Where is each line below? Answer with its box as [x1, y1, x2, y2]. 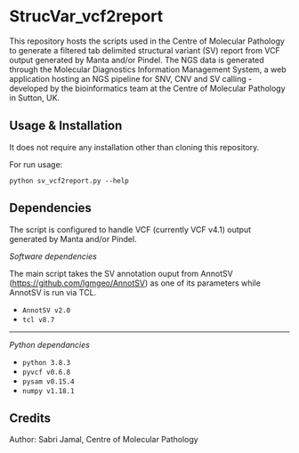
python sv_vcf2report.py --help [9, 176, 129, 185]
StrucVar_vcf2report [9, 6, 164, 27]
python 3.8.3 [21, 358, 71, 367]
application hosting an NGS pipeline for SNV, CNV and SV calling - [9, 73, 253, 84]
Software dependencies [9, 251, 98, 262]
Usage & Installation [9, 118, 123, 133]
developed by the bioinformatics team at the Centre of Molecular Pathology [9, 83, 287, 93]
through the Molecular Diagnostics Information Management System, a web [9, 64, 287, 75]
